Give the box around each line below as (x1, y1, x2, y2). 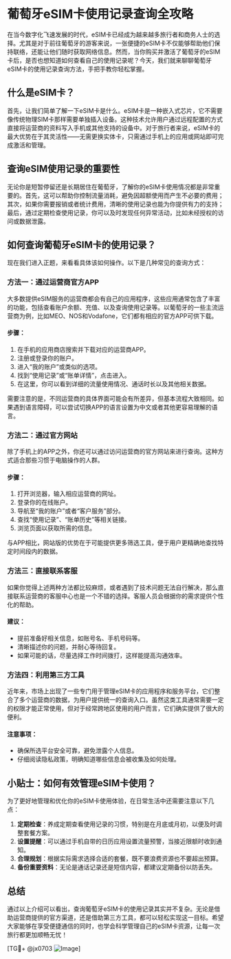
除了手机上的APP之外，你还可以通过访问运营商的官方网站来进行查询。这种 (7, 447, 218, 456)
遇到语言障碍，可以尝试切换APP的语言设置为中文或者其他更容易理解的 (12, 403, 212, 411)
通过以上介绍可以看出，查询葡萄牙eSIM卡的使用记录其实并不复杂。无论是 (7, 905, 214, 913)
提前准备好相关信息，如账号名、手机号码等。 (16, 634, 144, 642)
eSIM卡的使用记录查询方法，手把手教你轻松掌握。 (7, 65, 148, 73)
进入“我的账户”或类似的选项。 (16, 362, 102, 370)
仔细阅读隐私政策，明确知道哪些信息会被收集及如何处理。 (16, 755, 180, 763)
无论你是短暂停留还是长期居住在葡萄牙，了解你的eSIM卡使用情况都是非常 (7, 182, 214, 191)
